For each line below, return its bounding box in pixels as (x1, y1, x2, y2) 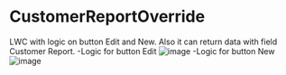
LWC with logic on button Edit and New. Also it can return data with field (9, 36, 278, 47)
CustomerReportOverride (9, 6, 206, 27)
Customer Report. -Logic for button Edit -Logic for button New (9, 45, 275, 56)
